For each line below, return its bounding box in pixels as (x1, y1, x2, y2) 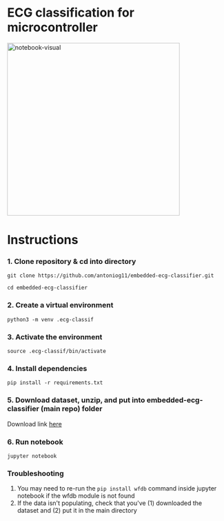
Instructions (7, 232, 79, 248)
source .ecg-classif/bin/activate (7, 348, 107, 355)
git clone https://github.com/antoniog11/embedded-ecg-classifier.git (7, 272, 214, 279)
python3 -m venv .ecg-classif (7, 316, 94, 323)
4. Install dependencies (7, 363, 88, 373)
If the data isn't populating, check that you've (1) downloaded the (17, 499, 202, 507)
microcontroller (7, 19, 98, 35)
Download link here (7, 419, 62, 428)
